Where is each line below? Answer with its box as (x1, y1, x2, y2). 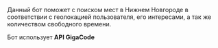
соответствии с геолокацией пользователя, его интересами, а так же (7, 13, 212, 21)
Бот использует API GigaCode (7, 33, 95, 41)
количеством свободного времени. (7, 20, 112, 28)
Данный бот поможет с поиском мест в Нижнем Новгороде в (7, 6, 189, 14)
